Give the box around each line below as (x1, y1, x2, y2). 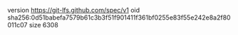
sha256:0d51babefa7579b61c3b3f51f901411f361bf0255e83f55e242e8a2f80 (7, 13, 231, 22)
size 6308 (29, 21, 58, 29)
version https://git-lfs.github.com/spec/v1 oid (7, 6, 140, 14)
